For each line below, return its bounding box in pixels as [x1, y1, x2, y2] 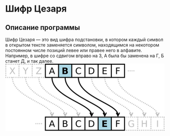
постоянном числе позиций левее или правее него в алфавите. [5, 48, 143, 53]
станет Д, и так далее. [5, 58, 54, 64]
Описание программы [5, 23, 80, 32]
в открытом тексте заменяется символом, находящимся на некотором [5, 42, 159, 48]
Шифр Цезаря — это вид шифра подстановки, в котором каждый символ [5, 36, 163, 42]
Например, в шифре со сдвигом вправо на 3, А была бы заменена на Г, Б [5, 53, 164, 59]
